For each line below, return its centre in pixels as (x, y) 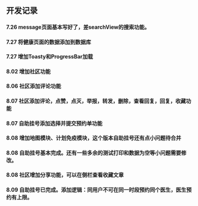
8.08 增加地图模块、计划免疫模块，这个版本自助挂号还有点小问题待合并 (94, 138)
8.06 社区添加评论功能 (34, 86)
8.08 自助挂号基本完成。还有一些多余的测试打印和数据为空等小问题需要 (94, 153)
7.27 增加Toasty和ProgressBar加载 (50, 57)
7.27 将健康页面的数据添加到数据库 (49, 42)
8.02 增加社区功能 (28, 71)
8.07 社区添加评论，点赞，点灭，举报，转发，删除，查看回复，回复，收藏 (96, 101)
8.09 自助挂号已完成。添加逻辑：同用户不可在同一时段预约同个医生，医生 (96, 189)
